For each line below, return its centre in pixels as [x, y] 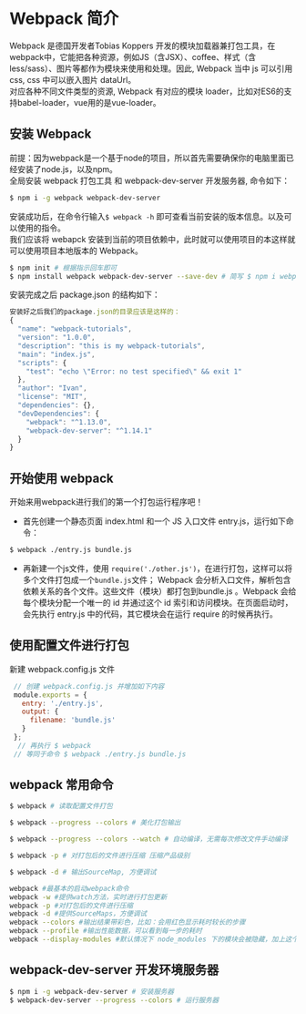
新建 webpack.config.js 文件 [62, 669]
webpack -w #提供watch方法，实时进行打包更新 [88, 897]
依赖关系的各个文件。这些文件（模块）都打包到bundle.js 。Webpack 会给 [159, 591]
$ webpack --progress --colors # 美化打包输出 [95, 823]
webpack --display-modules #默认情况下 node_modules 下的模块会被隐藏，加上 [147, 939]
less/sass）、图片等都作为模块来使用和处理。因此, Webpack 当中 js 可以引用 [151, 68]
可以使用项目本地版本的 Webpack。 [76, 251]
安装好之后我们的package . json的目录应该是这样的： [95, 312]
